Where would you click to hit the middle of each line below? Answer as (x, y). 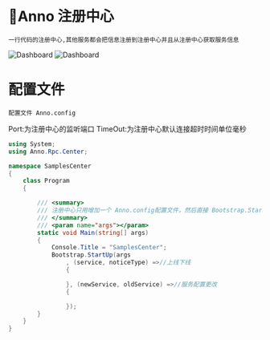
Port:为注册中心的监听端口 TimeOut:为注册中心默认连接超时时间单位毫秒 (127, 128)
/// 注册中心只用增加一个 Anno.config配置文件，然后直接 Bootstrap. (143, 210)
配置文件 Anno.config (42, 113)
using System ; (32, 144)
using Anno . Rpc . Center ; (48, 152)
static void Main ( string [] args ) (93, 233)
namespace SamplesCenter (50, 166)
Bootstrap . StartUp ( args (91, 255)
